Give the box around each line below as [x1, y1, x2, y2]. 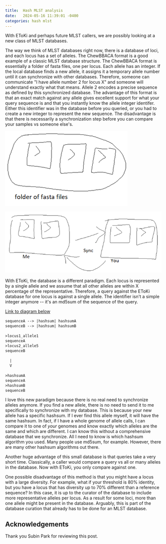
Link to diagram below [5, 308, 51, 314]
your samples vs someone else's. [5, 121, 73, 127]
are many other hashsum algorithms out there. [5, 444, 100, 450]
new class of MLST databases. [5, 38, 68, 44]
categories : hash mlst [5, 18, 52, 23]
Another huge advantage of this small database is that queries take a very [5, 454, 156, 460]
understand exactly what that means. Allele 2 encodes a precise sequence [5, 84, 158, 90]
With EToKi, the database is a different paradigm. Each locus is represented [5, 278, 160, 284]
